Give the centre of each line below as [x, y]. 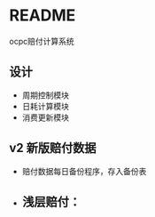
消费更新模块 [45, 117]
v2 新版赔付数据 [53, 148]
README [43, 16]
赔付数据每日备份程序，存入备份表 [84, 171]
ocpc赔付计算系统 [42, 41]
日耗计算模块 [45, 106]
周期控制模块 [45, 95]
